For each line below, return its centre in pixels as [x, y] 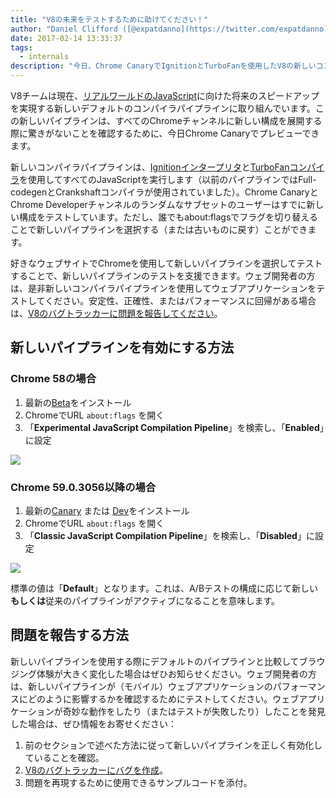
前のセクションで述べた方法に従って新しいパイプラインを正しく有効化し [173, 745]
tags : [21, 47]
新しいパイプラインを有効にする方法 [122, 347]
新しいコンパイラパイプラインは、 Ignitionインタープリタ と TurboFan [150, 167]
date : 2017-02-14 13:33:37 [66, 38]
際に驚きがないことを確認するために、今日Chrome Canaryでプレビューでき [165, 133]
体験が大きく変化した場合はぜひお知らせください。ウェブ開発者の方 [176, 673]
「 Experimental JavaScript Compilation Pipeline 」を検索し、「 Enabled [172, 427]
